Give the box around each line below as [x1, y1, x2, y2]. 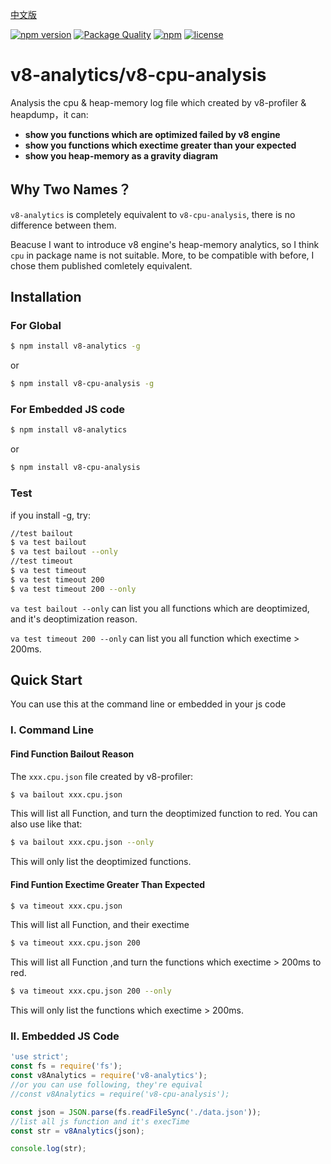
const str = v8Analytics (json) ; [10, 1126, 145, 1136]
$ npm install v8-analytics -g [10, 341, 141, 352]
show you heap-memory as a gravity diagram [24, 149, 218, 162]
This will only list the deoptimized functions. [10, 856, 192, 868]
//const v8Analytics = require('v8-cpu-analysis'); [10, 1089, 230, 1099]
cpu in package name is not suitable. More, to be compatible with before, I [10, 249, 315, 261]
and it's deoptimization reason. [10, 613, 138, 625]
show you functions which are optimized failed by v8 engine [24, 128, 281, 140]
